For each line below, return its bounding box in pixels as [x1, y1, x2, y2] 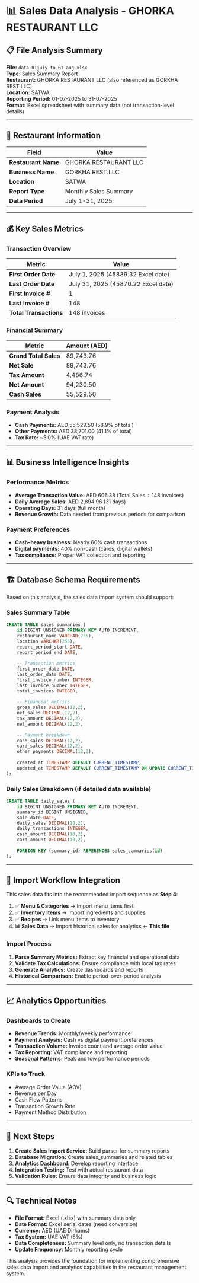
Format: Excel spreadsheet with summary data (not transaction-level [6, 101, 175, 108]
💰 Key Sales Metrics [6, 224, 84, 234]
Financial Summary [6, 326, 63, 334]
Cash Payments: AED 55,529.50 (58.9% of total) [14, 422, 134, 429]
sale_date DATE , [17, 815, 57, 821]
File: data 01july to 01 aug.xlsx [6, 64, 88, 71]
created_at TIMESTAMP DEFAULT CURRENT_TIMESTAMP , [17, 759, 142, 766]
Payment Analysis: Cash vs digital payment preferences [14, 1036, 153, 1043]
